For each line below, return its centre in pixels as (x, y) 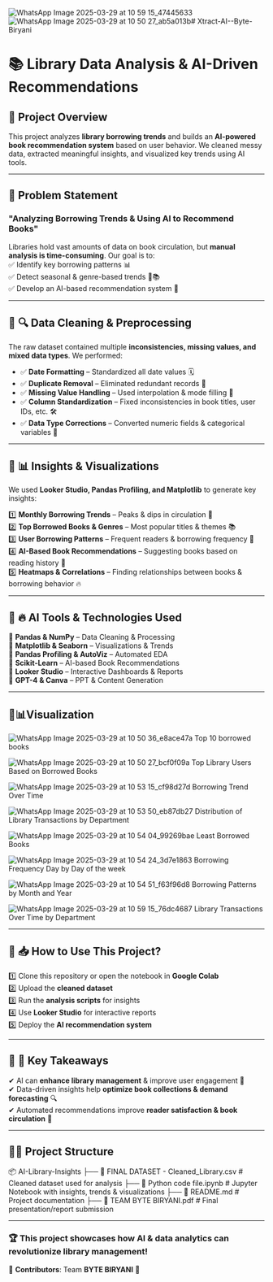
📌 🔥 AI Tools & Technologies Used (95, 617)
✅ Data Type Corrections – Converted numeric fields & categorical (132, 423)
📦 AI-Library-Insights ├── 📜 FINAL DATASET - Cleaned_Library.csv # (126, 1171)
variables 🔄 (39, 432)
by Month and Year (40, 893)
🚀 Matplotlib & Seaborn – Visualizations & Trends (91, 645)
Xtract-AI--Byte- (225, 21)
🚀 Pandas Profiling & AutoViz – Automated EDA (88, 654)
